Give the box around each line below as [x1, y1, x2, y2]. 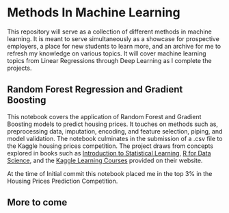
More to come [7, 197, 68, 208]
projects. [7, 64, 32, 72]
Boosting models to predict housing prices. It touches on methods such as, [7, 120, 219, 128]
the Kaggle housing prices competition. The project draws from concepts [7, 142, 214, 150]
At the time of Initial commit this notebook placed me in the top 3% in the [7, 169, 213, 177]
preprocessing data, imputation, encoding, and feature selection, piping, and [7, 127, 223, 135]
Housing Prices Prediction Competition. [7, 177, 118, 185]
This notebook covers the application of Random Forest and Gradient [7, 112, 202, 121]
